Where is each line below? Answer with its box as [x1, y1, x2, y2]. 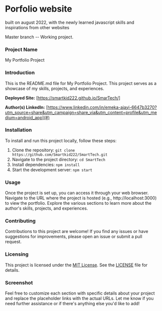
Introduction [5, 69, 35, 76]
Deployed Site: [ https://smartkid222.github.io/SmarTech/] [5, 95, 121, 100]
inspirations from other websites [5, 24, 70, 30]
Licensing [5, 251, 29, 258]
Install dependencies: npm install [12, 162, 80, 167]
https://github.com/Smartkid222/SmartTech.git [12, 152, 108, 157]
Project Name [5, 46, 38, 53]
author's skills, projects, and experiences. [5, 205, 88, 212]
